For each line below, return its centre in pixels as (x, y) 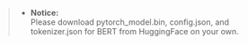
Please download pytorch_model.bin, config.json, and (130, 22)
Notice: (44, 13)
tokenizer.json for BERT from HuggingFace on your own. (134, 31)
